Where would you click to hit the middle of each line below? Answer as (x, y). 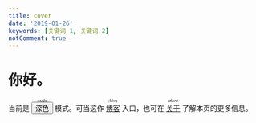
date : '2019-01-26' (41, 23)
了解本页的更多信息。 (217, 109)
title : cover (30, 16)
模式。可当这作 (79, 109)
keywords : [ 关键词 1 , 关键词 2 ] (59, 31)
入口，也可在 (143, 109)
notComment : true (37, 38)
